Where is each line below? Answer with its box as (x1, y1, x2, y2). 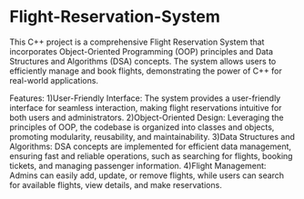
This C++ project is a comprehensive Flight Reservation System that (9, 36, 265, 47)
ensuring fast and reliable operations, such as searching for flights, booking (9, 150, 293, 161)
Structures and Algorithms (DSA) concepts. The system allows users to (9, 55, 277, 66)
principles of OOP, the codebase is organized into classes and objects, (9, 121, 275, 133)
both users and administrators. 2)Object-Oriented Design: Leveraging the (9, 112, 284, 123)
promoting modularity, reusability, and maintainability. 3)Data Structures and (9, 131, 296, 142)
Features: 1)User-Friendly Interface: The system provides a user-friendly (9, 93, 281, 104)
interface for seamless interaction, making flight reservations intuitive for (9, 102, 282, 113)
